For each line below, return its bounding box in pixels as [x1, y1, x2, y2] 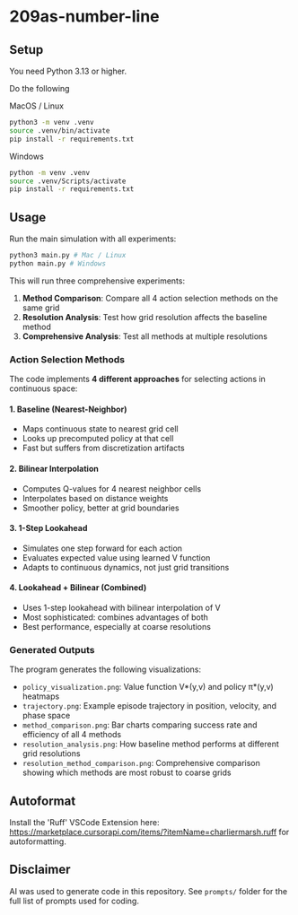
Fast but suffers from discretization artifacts [22, 442, 186, 454]
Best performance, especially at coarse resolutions [22, 621, 211, 632]
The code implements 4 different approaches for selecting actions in [9, 374, 267, 385]
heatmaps [22, 691, 60, 701]
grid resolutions [22, 748, 81, 759]
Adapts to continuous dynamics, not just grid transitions [22, 562, 230, 572]
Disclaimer [9, 862, 71, 877]
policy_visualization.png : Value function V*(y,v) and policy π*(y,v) [22, 682, 274, 693]
